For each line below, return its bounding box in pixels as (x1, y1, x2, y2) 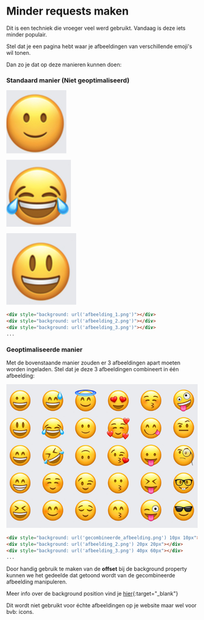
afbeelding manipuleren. (6, 578, 67, 585)
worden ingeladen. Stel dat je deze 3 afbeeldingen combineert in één (6, 366, 179, 373)
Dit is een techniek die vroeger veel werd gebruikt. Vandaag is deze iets (6, 24, 186, 32)
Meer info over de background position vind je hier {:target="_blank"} (6, 590, 178, 597)
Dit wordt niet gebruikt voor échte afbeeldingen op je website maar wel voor (6, 601, 197, 609)
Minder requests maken (6, 4, 129, 18)
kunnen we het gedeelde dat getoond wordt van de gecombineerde (6, 571, 175, 579)
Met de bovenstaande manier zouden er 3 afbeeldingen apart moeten (6, 359, 181, 366)
